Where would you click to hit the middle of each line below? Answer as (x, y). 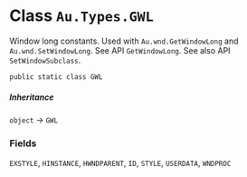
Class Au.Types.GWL (81, 16)
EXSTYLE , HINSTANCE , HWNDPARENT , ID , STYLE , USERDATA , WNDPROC (120, 163)
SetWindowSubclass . (45, 60)
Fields (23, 143)
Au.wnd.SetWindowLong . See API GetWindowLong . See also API (120, 50)
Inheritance (32, 97)
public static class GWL (56, 77)
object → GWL (34, 120)
